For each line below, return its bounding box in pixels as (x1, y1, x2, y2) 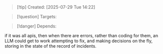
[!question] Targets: (16, 14, 57, 19)
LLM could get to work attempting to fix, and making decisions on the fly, (4, 38, 153, 44)
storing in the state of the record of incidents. (4, 43, 97, 49)
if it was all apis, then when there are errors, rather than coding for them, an (4, 33, 159, 38)
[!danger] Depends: (16, 23, 57, 29)
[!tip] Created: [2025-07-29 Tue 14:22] (16, 4, 96, 10)
